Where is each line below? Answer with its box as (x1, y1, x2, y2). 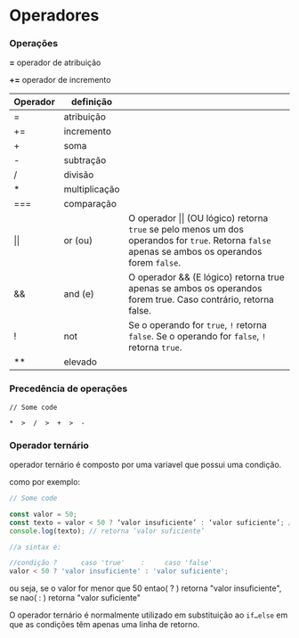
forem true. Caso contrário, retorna (128, 293, 274, 306)
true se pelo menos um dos (128, 224, 245, 236)
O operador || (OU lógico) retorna (128, 212, 269, 225)
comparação (63, 198, 117, 210)
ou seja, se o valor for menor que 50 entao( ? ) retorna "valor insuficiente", (9, 583, 282, 593)
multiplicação (63, 184, 120, 196)
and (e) (63, 288, 95, 300)
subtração (63, 154, 107, 167)
